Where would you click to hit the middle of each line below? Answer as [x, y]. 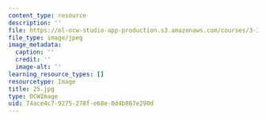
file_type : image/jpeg [46, 37]
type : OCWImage [33, 96]
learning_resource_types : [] [56, 74]
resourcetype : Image [42, 81]
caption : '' [35, 52]
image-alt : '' [38, 67]
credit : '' [33, 60]
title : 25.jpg [32, 89]
